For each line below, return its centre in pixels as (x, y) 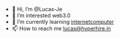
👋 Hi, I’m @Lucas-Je (37, 9)
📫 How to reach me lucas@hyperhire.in (61, 28)
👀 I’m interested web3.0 (41, 15)
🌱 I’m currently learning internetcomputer (63, 22)
